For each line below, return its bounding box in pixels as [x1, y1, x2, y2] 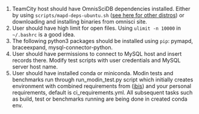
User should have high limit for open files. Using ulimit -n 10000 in [12, 24, 181, 32]
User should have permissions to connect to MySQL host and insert [12, 50, 182, 57]
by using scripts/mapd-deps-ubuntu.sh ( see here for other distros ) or [12, 12, 184, 19]
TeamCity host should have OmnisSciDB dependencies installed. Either [12, 5, 190, 12]
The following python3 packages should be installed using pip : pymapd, [12, 38, 194, 44]
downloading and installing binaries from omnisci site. [12, 18, 147, 25]
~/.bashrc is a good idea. [12, 31, 75, 38]
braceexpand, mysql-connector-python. [12, 44, 113, 51]
